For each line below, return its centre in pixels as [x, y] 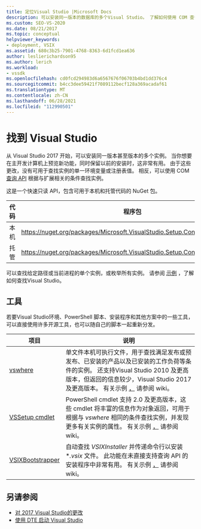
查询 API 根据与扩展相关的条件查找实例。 [57, 178]
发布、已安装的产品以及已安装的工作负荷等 [125, 362]
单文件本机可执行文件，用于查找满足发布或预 [128, 353]
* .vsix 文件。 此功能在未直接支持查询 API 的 [127, 456]
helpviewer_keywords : [33, 40]
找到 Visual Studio [52, 138]
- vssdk [16, 73]
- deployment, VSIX [31, 46]
